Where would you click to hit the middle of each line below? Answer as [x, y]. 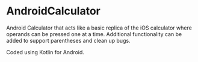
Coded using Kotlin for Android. [45, 52]
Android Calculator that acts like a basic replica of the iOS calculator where [99, 28]
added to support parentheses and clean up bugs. [68, 40]
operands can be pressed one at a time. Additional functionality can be [94, 34]
